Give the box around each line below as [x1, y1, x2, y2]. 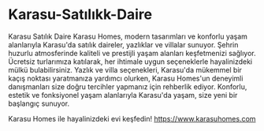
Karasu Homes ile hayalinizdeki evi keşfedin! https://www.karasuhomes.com [8, 114, 256, 123]
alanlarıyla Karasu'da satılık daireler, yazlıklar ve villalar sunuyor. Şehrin [8, 39, 239, 49]
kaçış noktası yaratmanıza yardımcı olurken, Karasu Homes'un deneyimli [8, 73, 244, 83]
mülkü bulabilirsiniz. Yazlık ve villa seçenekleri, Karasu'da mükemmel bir [8, 65, 243, 74]
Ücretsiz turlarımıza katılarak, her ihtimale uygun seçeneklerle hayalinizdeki [8, 57, 253, 66]
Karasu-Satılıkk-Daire [8, 6, 152, 24]
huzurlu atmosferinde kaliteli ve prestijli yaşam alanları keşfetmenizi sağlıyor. [8, 48, 256, 58]
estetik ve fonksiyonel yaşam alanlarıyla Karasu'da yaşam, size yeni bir [8, 90, 238, 99]
